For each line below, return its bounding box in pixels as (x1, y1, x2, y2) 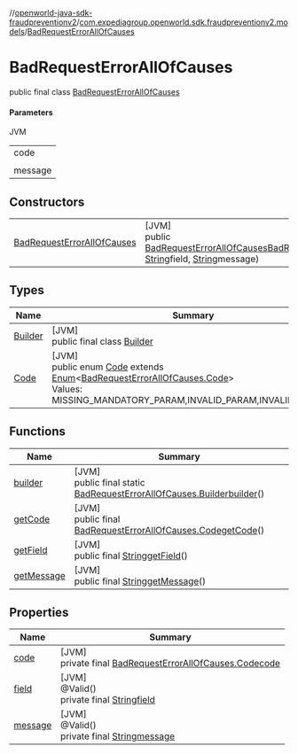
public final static (74, 476, 145, 488)
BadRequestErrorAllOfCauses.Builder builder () (74, 487, 265, 500)
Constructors (9, 194, 85, 209)
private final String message (60, 730, 176, 742)
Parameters (9, 106, 53, 118)
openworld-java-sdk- (14, 8, 93, 18)
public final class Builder (51, 335, 153, 347)
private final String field (60, 694, 155, 706)
